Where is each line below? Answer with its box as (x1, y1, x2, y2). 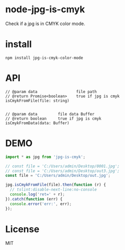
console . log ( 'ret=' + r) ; (10, 192, 65, 197)
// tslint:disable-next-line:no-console (10, 187, 97, 192)
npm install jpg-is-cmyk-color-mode (5, 55, 83, 60)
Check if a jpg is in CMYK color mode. (5, 20, 85, 27)
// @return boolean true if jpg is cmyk (5, 116, 102, 121)
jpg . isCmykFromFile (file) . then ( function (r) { (5, 183, 106, 188)
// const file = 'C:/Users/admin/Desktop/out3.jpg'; (5, 168, 120, 173)
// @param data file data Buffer (5, 111, 95, 117)
